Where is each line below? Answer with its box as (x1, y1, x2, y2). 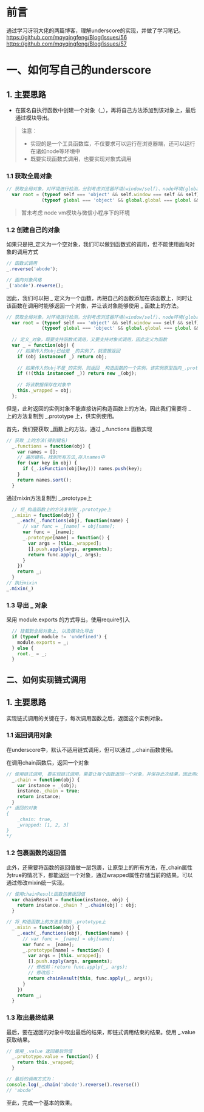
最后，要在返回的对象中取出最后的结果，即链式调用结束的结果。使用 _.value (6, 1028, 195, 1035)
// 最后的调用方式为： (6, 1076, 56, 1082)
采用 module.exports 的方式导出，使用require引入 (6, 616, 131, 623)
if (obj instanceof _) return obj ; (17, 353, 107, 360)
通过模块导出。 (15, 114, 53, 121)
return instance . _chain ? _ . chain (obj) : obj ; (17, 902, 137, 909)
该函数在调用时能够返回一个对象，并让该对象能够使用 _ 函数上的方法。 (6, 302, 182, 309)
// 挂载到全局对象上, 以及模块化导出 (12, 628, 93, 635)
